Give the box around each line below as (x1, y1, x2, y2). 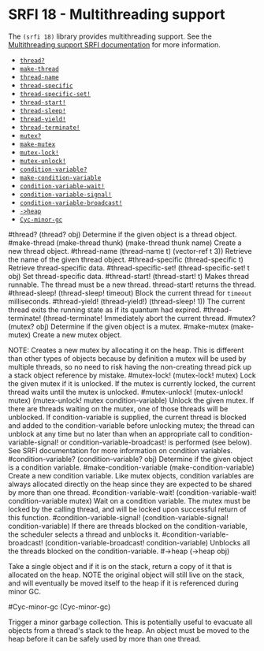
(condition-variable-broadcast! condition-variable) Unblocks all (44, 538, 251, 547)
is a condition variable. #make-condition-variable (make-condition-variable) (8, 463, 255, 472)
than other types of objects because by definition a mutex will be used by (8, 353, 247, 363)
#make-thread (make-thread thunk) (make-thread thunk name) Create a (8, 238, 242, 247)
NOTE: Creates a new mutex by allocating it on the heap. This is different (8, 345, 244, 355)
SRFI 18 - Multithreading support (8, 6, 226, 24)
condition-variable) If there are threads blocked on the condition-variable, (8, 521, 248, 530)
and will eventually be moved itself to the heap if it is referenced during (8, 578, 239, 588)
